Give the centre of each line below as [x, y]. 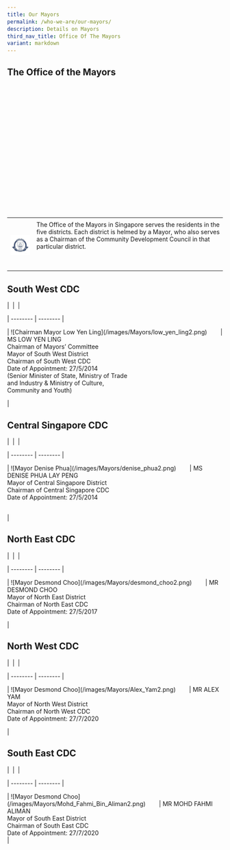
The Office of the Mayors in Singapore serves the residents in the [128, 224]
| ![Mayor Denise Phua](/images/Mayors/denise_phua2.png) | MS [105, 468]
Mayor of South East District [47, 818]
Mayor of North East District [47, 597]
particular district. [62, 246]
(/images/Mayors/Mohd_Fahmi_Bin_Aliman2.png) [76, 803]
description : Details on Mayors [53, 29]
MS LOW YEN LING [34, 340]
